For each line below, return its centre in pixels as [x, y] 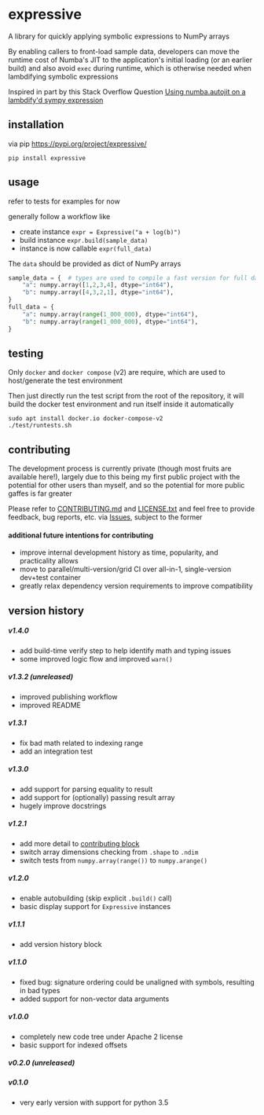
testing [26, 353]
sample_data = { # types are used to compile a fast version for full [128, 278]
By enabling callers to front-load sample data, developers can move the [124, 51]
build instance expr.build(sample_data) [84, 240]
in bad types [40, 990]
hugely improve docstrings [63, 805]
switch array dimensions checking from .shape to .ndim [109, 852]
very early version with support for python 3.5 [94, 1102]
